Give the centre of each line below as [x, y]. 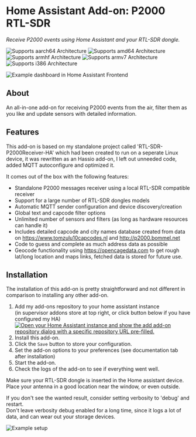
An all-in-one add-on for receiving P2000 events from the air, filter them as [97, 107]
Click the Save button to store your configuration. [73, 344]
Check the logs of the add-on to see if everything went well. [87, 369]
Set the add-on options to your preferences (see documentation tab [96, 350]
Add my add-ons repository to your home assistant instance [87, 307]
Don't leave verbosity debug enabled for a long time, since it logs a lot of [94, 411]
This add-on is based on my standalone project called [71, 146]
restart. [15, 404]
